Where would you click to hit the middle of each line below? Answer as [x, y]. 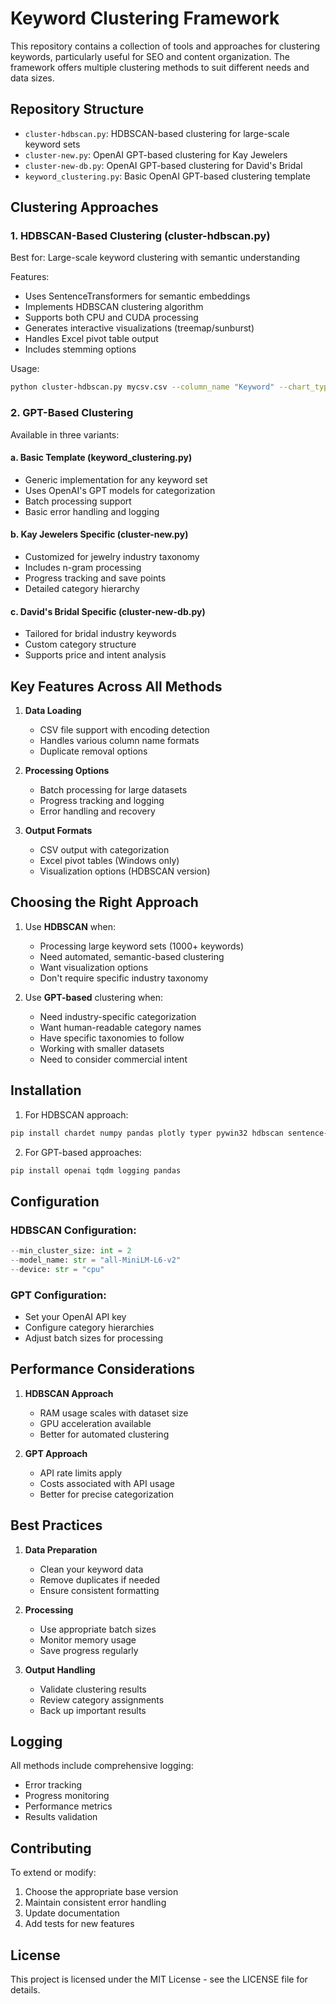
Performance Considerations [102, 1369]
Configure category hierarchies [89, 1328]
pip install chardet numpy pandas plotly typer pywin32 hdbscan [147, 1133]
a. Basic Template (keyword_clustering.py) [101, 458]
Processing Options [67, 771]
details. [25, 1990]
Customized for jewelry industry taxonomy [112, 557]
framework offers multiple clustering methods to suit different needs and [160, 67]
